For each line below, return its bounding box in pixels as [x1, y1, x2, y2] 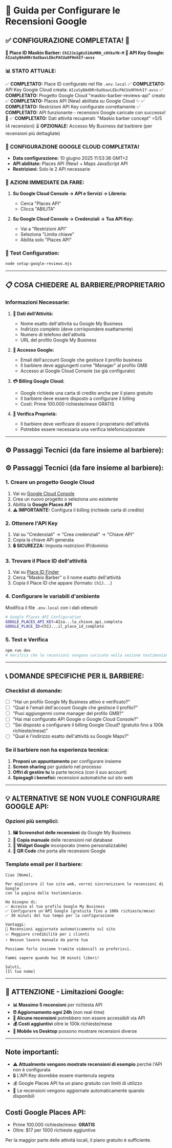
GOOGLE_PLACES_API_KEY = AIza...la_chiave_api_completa [5, 619, 123, 624]
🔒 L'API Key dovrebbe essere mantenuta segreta [12, 1072, 115, 1079]
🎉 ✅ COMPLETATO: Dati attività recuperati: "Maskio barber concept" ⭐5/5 [5, 115, 162, 121]
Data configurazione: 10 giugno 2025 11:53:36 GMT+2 [12, 155, 128, 161]
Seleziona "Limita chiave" [20, 231, 74, 237]
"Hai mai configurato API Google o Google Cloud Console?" [12, 716, 139, 722]
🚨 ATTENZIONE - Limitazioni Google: [5, 988, 124, 996]
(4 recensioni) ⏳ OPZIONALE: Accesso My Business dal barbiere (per [5, 123, 153, 129]
